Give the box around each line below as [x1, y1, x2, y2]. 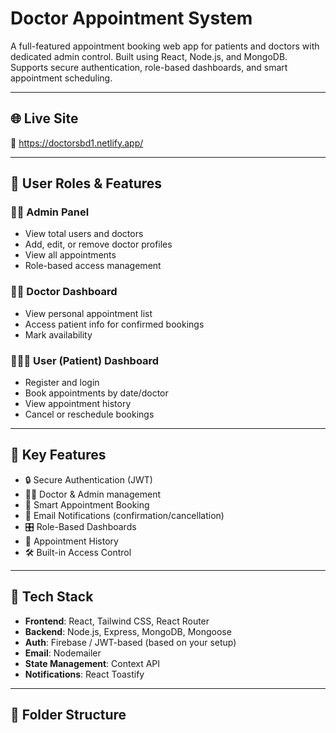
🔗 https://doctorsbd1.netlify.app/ [10, 137, 144, 149]
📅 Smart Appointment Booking [24, 498, 150, 511]
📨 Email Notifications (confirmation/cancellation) [24, 509, 225, 521]
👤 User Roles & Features [10, 175, 163, 192]
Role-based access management [24, 260, 162, 272]
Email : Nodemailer [24, 647, 102, 659]
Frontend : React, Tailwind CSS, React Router [24, 615, 210, 627]
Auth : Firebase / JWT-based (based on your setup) [24, 636, 237, 648]
